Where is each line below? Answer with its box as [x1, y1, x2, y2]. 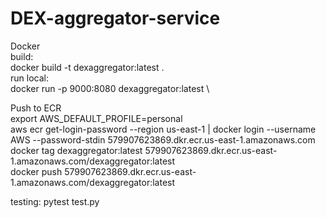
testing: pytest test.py [10, 195, 100, 207]
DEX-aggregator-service [10, 7, 221, 30]
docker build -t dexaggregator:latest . [10, 61, 165, 73]
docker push [10, 165, 63, 177]
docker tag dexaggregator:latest [10, 144, 143, 156]
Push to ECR [10, 102, 62, 114]
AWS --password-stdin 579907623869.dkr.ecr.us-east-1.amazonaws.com [10, 133, 316, 146]
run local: [10, 72, 49, 84]
